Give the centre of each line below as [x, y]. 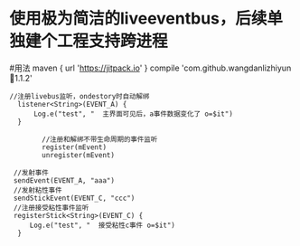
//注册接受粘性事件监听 [51, 208]
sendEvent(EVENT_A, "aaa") [64, 180]
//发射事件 [31, 173]
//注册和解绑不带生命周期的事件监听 [100, 139]
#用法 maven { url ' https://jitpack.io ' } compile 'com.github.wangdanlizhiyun [150, 68]
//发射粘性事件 [37, 190]
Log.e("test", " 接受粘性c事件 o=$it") [103, 225]
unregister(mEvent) [79, 155]
